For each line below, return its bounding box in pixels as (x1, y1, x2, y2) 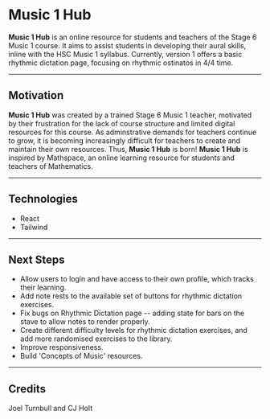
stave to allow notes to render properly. (19, 317, 150, 327)
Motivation (8, 88, 64, 102)
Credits (8, 382, 47, 396)
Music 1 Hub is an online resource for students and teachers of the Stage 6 (8, 32, 257, 42)
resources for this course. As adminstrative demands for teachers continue (8, 127, 257, 137)
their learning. (19, 283, 67, 293)
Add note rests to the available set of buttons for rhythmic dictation (19, 291, 243, 301)
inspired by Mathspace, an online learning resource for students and (8, 153, 235, 162)
